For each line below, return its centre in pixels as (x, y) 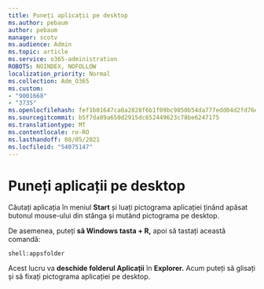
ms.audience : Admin (40, 45)
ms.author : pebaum (38, 23)
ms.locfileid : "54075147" (50, 147)
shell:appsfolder (37, 254)
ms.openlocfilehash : (42, 111)
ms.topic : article (38, 52)
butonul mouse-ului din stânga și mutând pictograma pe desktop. (114, 216)
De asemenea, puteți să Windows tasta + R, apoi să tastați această (117, 231)
